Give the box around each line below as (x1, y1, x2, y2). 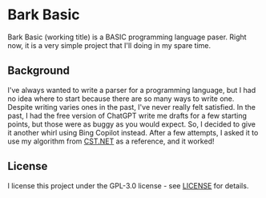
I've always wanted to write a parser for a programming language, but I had (7, 85, 256, 95)
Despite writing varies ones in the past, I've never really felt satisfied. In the (7, 102, 256, 111)
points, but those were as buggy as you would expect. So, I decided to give (7, 119, 256, 129)
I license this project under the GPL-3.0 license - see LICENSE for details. (7, 180, 249, 190)
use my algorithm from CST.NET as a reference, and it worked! (7, 136, 215, 146)
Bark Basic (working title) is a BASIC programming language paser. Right (7, 32, 247, 42)
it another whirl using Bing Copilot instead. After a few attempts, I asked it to (7, 127, 259, 137)
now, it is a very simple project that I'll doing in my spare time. (7, 40, 212, 50)
